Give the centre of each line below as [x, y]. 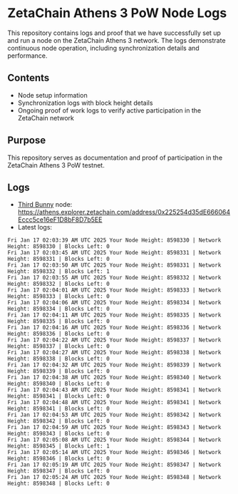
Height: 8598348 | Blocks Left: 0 [59, 484]
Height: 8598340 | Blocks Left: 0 [59, 384]
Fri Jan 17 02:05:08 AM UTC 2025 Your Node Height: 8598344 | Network [114, 440]
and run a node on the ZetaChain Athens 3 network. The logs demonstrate [117, 40]
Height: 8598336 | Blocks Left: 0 [59, 334]
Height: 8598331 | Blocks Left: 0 [59, 259]
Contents [29, 78]
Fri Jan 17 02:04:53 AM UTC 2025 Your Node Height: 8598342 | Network [114, 415]
